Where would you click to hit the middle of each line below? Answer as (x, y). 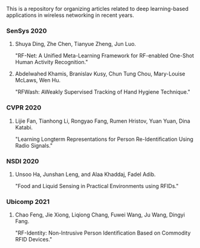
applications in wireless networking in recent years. (70, 15)
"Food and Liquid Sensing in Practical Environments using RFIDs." (97, 186)
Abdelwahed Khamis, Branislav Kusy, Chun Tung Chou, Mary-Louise (100, 74)
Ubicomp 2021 (28, 201)
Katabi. (24, 127)
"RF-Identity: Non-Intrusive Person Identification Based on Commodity (103, 233)
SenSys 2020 (27, 31)
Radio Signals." (34, 145)
